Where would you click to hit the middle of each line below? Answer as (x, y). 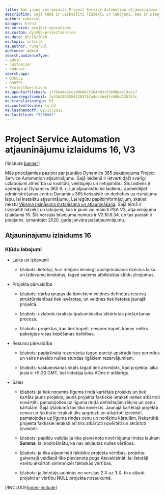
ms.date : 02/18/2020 (26, 37)
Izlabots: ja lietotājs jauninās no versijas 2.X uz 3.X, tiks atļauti (82, 473)
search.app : (17, 74)
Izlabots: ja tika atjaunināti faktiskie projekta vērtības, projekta (82, 453)
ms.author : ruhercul (26, 46)
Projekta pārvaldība (32, 284)
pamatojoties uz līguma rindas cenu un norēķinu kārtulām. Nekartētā (89, 418)
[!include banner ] (23, 163)
